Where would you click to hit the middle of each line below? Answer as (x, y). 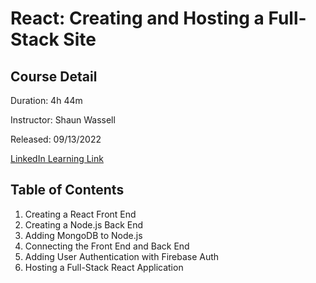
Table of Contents (67, 190)
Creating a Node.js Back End (84, 224)
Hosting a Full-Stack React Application (104, 267)
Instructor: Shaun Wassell (63, 120)
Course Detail (54, 76)
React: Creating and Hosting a (137, 18)
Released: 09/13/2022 (56, 139)
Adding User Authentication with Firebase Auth (122, 256)
